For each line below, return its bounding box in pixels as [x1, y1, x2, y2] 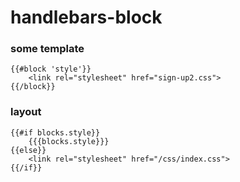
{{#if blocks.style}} [10, 127, 101, 138]
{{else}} [10, 145, 47, 155]
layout [10, 105, 42, 119]
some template [10, 42, 85, 56]
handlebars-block [10, 6, 163, 29]
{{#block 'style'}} [10, 64, 92, 75]
